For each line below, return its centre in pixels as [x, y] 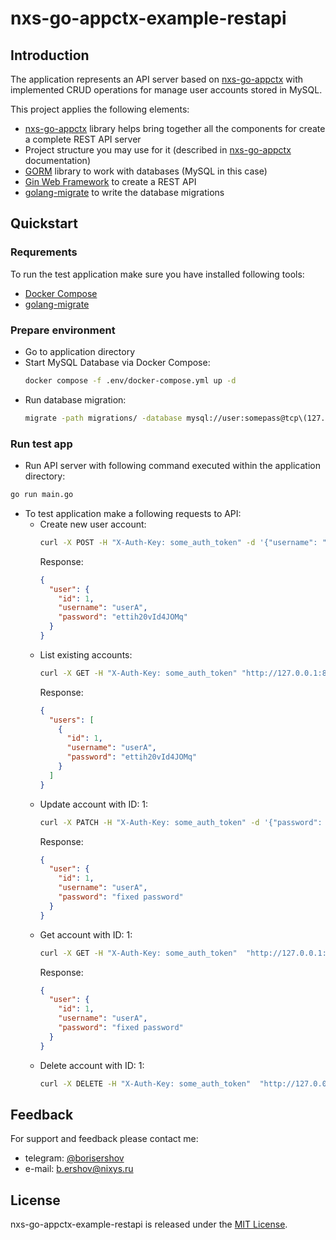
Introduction [50, 55]
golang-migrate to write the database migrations [124, 192]
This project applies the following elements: [100, 109]
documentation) [57, 160]
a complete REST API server [83, 139]
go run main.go [42, 495]
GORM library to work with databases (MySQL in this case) [146, 171]
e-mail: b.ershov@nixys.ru [79, 1169]
